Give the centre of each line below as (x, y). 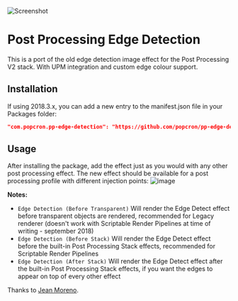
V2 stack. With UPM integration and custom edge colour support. (103, 67)
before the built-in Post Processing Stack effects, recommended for (117, 246)
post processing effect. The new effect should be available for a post (108, 173)
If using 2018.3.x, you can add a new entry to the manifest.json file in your (115, 106)
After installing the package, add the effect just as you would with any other (118, 166)
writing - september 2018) (56, 231)
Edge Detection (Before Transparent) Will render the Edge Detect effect (124, 209)
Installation (33, 89)
